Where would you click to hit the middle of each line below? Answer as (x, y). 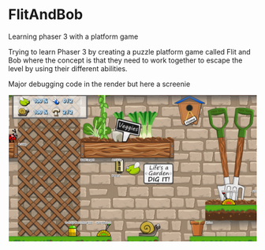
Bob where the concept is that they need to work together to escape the (125, 60)
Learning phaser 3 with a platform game (73, 36)
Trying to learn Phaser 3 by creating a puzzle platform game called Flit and (129, 51)
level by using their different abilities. (68, 68)
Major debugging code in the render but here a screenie (99, 84)
